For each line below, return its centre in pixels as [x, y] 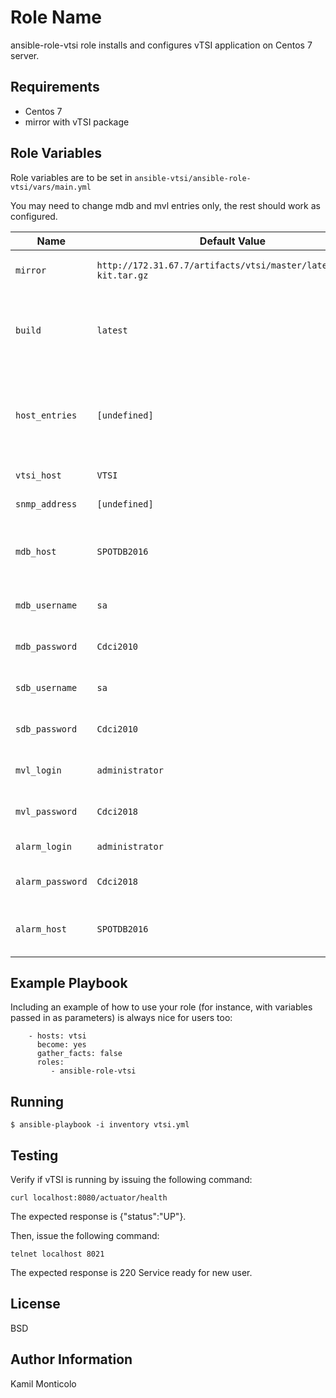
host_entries [46, 415]
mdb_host [36, 551]
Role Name [56, 17]
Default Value [233, 241]
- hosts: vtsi [57, 1036]
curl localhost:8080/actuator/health [89, 1198]
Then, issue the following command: [85, 1235]
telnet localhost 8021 [57, 1254]
